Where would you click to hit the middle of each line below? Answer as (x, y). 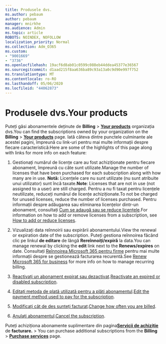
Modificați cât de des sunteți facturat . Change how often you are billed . (84, 306)
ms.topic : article (24, 33)
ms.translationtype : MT (30, 74)
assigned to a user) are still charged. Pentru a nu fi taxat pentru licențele (86, 189)
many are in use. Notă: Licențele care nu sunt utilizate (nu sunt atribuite (85, 178)
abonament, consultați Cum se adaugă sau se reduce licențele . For (80, 210)
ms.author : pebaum (24, 14)
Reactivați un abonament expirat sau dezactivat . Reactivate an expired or (86, 276)
